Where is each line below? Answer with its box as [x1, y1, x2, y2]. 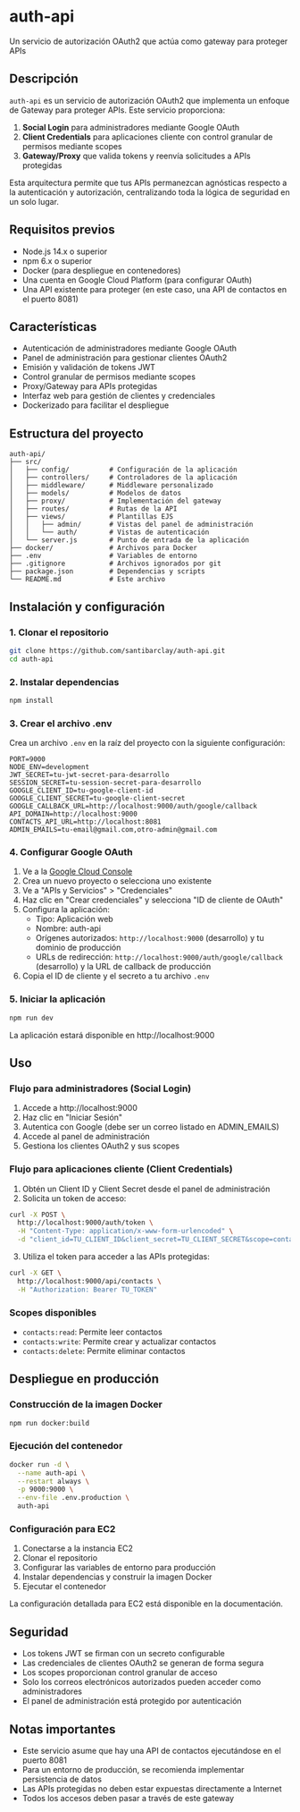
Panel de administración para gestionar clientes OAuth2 [21, 352, 228, 363]
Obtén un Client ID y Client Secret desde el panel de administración [21, 1183, 271, 1194]
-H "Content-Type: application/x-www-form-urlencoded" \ [17, 1227, 234, 1236]
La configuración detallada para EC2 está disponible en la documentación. [9, 1598, 284, 1609]
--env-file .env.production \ [17, 1494, 129, 1503]
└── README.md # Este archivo [9, 575, 166, 584]
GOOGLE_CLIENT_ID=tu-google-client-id [9, 786, 154, 795]
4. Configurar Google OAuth [9, 846, 134, 859]
